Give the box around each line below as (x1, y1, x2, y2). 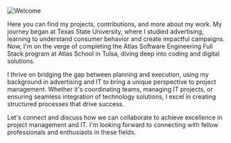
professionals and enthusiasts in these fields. (7, 128, 137, 136)
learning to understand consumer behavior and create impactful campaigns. (7, 35, 225, 43)
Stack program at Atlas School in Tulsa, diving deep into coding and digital (7, 49, 220, 58)
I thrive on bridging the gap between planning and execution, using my (7, 70, 209, 78)
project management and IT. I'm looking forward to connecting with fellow (7, 121, 219, 128)
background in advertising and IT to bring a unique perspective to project (7, 78, 216, 86)
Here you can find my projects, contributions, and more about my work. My (7, 20, 222, 28)
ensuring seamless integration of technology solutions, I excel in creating (7, 92, 216, 101)
